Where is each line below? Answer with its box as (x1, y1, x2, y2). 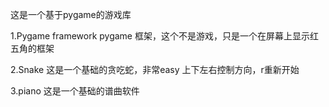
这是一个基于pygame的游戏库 (10, 9, 132, 20)
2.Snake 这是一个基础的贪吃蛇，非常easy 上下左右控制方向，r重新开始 (10, 64, 300, 75)
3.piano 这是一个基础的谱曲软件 (10, 85, 140, 97)
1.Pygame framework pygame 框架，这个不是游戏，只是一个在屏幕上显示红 (10, 30, 319, 42)
